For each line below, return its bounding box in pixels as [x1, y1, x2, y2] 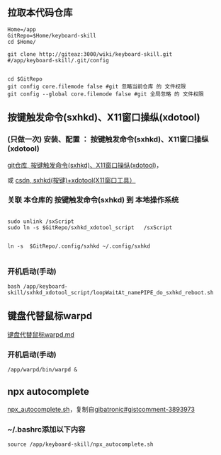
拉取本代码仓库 [7, 6, 73, 19]
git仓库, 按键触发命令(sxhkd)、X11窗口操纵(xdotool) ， [7, 161, 163, 169]
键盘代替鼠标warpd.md [7, 330, 74, 338]
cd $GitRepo [7, 75, 42, 83]
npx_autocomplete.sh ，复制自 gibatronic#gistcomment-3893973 [7, 405, 195, 414]
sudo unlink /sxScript [7, 218, 74, 225]
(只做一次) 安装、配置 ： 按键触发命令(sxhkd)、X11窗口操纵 [7, 134, 209, 144]
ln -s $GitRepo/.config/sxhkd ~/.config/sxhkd [7, 243, 151, 250]
